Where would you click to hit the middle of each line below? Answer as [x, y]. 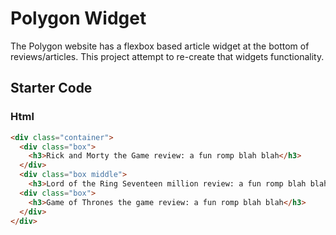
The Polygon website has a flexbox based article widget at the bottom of [160, 46]
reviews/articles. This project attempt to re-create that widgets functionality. [167, 56]
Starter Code [51, 88]
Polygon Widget [78, 18]
